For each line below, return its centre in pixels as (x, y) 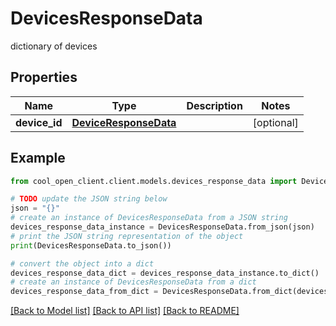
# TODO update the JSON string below (89, 199)
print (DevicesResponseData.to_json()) (91, 245)
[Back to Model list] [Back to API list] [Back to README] (125, 311)
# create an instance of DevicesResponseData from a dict (133, 282)
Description (214, 105)
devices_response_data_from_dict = (84, 292)
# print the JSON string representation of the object (127, 236)
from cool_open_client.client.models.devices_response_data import (154, 181)
